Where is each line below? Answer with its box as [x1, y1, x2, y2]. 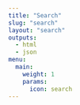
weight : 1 [22, 70, 55, 78]
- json [15, 48, 37, 56]
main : [15, 63, 34, 71]
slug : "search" [8, 19, 59, 27]
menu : [8, 56, 26, 64]
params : [22, 77, 48, 85]
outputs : [8, 33, 37, 42]
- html [15, 41, 37, 49]
